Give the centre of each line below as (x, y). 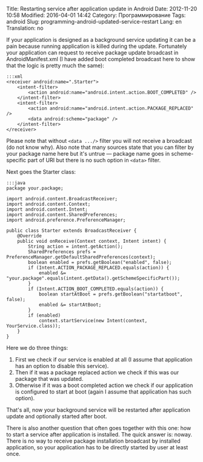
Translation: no (25, 28)
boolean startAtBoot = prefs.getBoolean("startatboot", (111, 294)
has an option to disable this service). (62, 366)
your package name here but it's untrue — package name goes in (88, 153)
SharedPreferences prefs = (62, 252)
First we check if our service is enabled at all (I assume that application (104, 359)
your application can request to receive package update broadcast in (92, 53)
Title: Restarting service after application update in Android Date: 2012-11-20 (102, 9)
